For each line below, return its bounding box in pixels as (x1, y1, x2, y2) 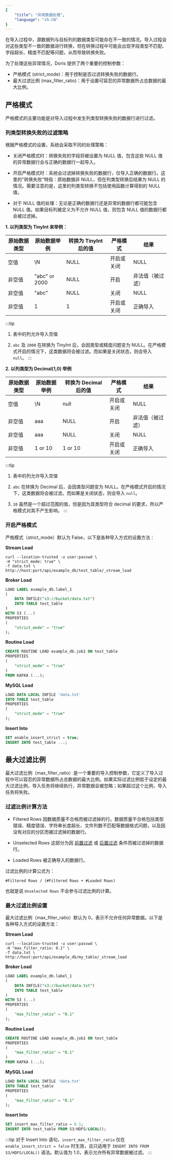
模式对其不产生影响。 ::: (17, 508, 68, 514)
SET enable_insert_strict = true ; (5, 735, 79, 740)
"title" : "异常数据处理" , (14, 12, 65, 17)
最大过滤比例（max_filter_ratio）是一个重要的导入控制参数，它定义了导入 (5, 770, 159, 776)
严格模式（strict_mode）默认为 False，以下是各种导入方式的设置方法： (5, 534, 155, 540)
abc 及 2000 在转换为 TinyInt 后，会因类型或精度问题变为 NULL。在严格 (12, 342, 162, 348)
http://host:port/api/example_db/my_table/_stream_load (5, 955, 127, 960)
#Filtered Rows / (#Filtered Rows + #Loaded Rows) (5, 878, 116, 883)
